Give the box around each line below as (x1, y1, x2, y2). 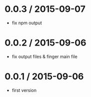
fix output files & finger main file (11, 53, 78, 59)
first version (11, 87, 37, 93)
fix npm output (11, 20, 42, 26)
